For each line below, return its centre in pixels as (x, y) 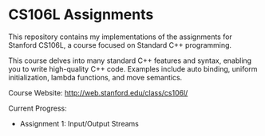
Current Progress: (38, 108)
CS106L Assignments (81, 15)
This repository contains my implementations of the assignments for (121, 37)
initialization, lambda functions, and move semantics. (95, 77)
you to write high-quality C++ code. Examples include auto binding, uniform (133, 68)
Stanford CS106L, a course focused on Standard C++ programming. (120, 45)
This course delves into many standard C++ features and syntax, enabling (130, 60)
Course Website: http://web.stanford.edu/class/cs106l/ (98, 92)
